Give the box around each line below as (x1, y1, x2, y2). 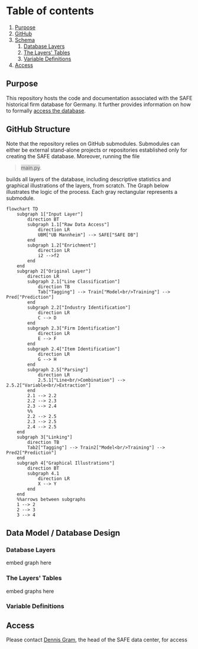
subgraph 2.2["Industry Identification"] (27, 304, 131, 311)
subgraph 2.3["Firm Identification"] (27, 325, 120, 331)
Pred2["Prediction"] (6, 449, 57, 456)
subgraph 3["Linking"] (17, 434, 73, 440)
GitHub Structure (6, 124, 70, 135)
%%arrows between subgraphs (17, 496, 86, 502)
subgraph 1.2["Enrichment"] (27, 242, 96, 248)
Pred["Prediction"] (6, 294, 54, 300)
